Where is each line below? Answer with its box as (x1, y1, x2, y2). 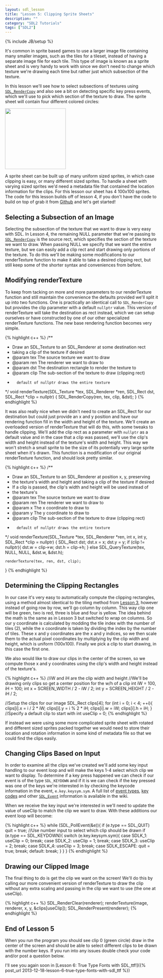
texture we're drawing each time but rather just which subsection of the (5, 69, 148, 74)
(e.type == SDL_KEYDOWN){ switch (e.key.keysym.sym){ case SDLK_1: (5, 833, 147, 838)
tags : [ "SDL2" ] (5, 25, 36, 30)
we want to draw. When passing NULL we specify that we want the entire (5, 241, 152, 247)
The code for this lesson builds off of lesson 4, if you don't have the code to (5, 194, 157, 200)
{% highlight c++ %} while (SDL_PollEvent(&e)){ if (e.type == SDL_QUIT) (5, 822, 150, 828)
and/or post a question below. (5, 953, 65, 959)
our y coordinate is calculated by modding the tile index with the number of (5, 620, 155, 626)
